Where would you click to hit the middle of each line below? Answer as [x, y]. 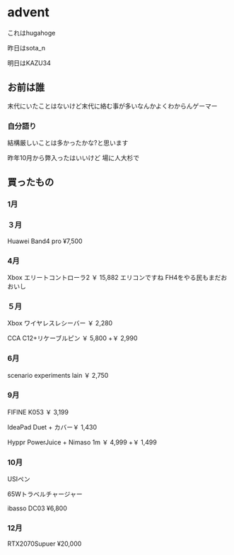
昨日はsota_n [27, 47]
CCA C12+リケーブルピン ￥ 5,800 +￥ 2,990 [72, 338]
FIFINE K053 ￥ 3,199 [38, 412]
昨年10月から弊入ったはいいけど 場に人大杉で [74, 158]
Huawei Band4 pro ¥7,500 [45, 241]
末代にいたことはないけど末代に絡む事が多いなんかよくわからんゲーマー [112, 106]
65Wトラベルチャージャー [45, 494]
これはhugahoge [31, 33]
